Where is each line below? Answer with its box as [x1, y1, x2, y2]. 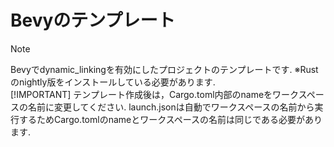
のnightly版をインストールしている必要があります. [10, 76, 216, 88]
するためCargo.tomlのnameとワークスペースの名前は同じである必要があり [18, 113, 323, 125]
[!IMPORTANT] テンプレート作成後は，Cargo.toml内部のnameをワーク [10, 88, 299, 100]
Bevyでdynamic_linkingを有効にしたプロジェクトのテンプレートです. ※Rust [10, 63, 319, 75]
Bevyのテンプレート [10, 9, 176, 32]
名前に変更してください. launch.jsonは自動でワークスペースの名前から [27, 101, 315, 113]
